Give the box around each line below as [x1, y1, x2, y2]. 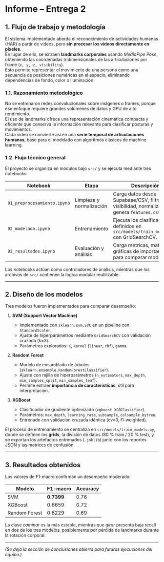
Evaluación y [75, 245, 104, 251]
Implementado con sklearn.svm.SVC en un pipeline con [19, 322, 130, 328]
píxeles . [5, 46, 21, 52]
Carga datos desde [113, 190, 157, 197]
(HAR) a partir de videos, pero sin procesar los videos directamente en [5, 41, 150, 47]
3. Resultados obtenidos [5, 460, 81, 469]
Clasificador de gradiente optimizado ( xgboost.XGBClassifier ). [19, 407, 145, 413]
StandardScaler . [19, 327, 52, 333]
